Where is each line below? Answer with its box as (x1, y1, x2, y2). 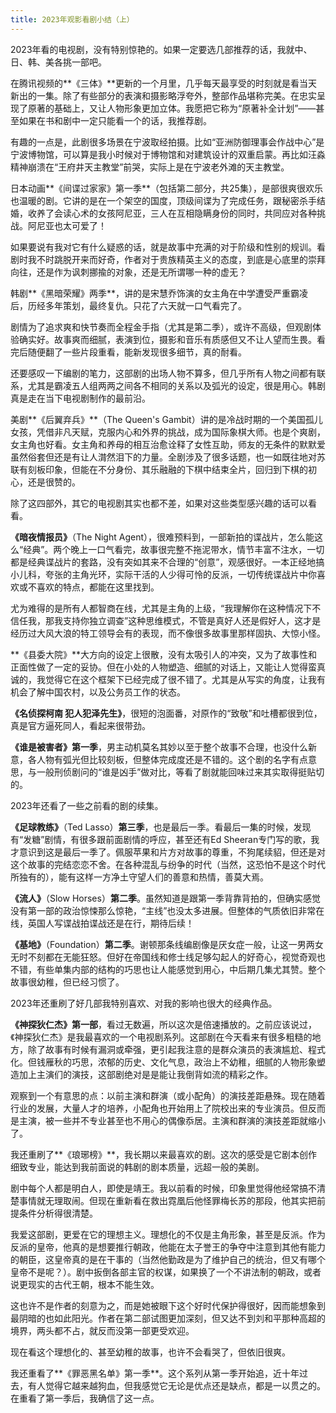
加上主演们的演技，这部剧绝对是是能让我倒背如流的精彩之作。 (18, 1068, 273, 1080)
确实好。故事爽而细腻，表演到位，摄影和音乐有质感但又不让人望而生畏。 (18, 333, 317, 345)
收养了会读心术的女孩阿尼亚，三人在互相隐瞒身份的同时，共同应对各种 (27, 207, 317, 219)
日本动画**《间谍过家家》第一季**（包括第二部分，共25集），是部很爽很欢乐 (10, 182, 323, 194)
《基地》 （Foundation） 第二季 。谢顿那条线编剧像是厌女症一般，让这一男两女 (10, 938, 324, 950)
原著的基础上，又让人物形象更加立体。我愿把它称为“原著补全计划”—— (27, 102, 317, 114)
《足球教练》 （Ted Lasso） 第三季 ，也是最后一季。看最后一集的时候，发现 (10, 821, 312, 833)
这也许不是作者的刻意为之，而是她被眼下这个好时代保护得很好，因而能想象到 (10, 1299, 326, 1311)
